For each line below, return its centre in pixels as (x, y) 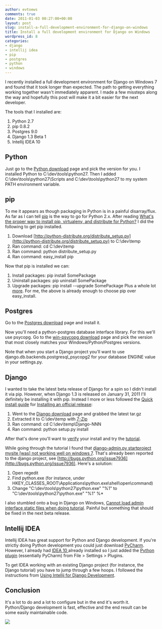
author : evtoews (21, 9)
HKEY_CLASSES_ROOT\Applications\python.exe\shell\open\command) (82, 483)
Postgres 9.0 (25, 132)
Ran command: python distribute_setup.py (54, 251)
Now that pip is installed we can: (37, 266)
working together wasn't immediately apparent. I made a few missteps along (81, 92)
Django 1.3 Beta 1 (29, 137)
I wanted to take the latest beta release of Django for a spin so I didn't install (81, 389)
